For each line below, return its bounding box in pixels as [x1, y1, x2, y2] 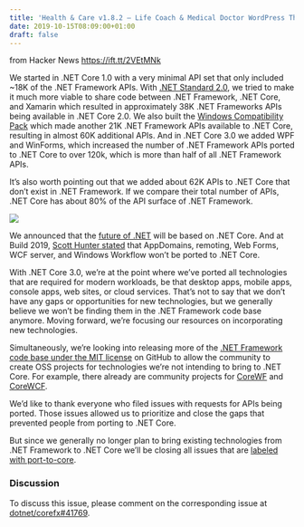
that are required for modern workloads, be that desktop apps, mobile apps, [9, 277, 292, 288]
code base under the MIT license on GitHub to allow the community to [9, 352, 271, 363]
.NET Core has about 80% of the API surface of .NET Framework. [9, 196, 253, 206]
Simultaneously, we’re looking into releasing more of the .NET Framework [9, 342, 283, 353]
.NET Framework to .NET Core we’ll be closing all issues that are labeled [9, 445, 279, 455]
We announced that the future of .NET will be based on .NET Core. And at [9, 230, 284, 241]
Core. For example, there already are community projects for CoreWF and [9, 371, 283, 382]
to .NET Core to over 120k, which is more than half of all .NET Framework [9, 149, 282, 160]
